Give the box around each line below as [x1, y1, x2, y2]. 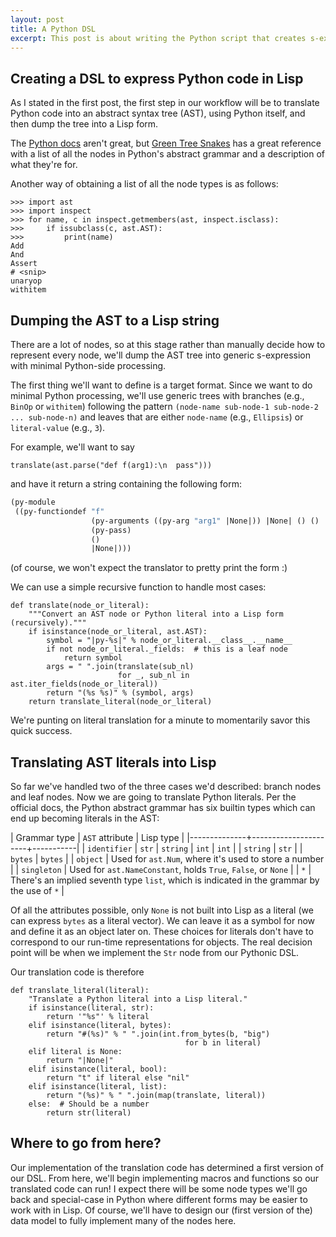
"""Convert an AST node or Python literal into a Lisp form [28, 609, 284, 620]
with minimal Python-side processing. [10, 360, 167, 371]
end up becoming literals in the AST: [10, 812, 160, 825]
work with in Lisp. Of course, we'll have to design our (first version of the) [10, 1204, 313, 1216]
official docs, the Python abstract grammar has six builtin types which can [10, 802, 316, 814]
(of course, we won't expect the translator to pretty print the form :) [10, 562, 288, 574]
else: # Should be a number [28, 1099, 150, 1110]
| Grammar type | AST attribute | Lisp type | [10, 832, 185, 844]
